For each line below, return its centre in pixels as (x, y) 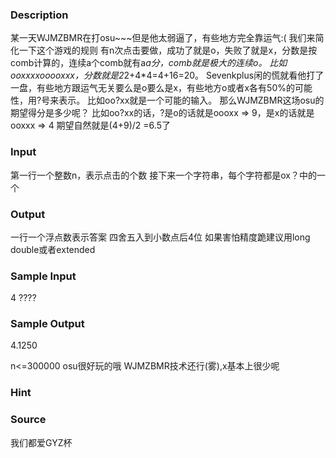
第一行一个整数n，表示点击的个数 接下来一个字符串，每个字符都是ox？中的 (163, 175)
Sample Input (43, 276)
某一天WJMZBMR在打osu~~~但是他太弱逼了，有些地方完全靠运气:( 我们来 (163, 38)
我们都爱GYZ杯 (41, 442)
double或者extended (53, 249)
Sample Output (47, 324)
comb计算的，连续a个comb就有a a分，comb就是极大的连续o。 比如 (149, 63)
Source (28, 420)
